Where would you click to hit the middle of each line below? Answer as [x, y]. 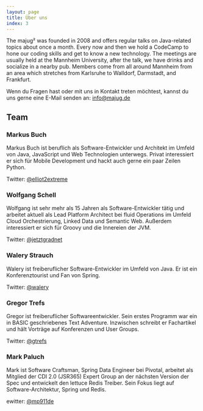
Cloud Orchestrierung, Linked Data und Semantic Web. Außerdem [89, 221]
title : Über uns [27, 18]
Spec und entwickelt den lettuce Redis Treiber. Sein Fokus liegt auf [91, 383]
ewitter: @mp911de [30, 401]
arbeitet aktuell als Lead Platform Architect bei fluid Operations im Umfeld [99, 215]
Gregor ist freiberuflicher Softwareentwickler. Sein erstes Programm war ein [102, 316]
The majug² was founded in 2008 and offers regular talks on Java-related [99, 41]
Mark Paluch [25, 357]
